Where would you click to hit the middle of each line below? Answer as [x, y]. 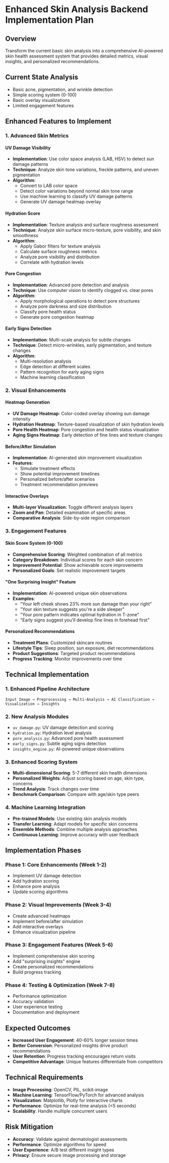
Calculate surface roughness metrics [59, 251]
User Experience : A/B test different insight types [63, 1150]
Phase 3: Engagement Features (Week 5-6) [59, 945]
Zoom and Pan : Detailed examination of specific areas [69, 512]
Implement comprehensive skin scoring [53, 956]
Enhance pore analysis [36, 887]
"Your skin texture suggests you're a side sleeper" [72, 609]
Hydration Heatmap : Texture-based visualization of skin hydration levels [88, 424]
